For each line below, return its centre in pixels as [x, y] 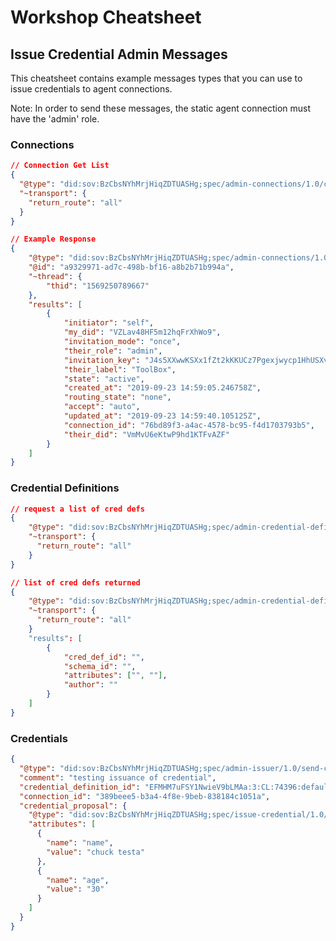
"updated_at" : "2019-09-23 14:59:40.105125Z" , [162, 416]
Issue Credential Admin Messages [119, 54]
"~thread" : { [55, 276]
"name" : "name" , [80, 843]
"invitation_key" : [102, 360]
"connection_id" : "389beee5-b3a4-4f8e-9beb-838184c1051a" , [145, 796]
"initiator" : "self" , [109, 323]
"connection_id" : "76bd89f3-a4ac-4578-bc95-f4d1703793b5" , [189, 425]
